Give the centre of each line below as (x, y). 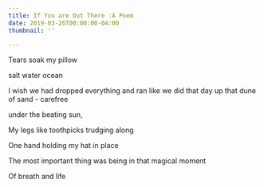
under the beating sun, (45, 115)
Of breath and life (37, 177)
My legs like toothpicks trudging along (71, 130)
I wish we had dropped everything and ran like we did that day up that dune (132, 91)
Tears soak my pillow (43, 60)
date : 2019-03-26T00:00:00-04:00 (64, 23)
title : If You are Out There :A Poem (71, 16)
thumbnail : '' (32, 30)
